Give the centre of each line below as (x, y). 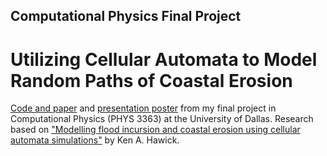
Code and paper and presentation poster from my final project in (143, 108)
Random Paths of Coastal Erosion (151, 80)
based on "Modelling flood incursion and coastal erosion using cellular (155, 130)
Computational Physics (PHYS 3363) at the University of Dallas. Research (162, 119)
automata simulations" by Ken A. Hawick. (95, 140)
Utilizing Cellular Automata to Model (164, 59)
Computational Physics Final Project (126, 16)
